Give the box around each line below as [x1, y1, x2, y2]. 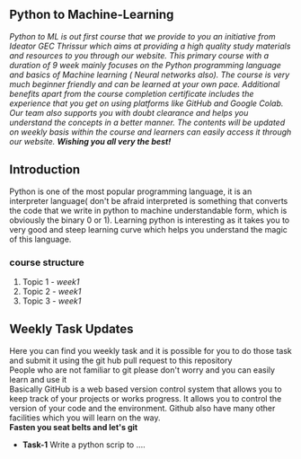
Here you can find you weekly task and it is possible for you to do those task [9, 345, 292, 356]
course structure [9, 256, 85, 269]
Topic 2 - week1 [22, 286, 82, 296]
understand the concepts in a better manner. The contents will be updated [9, 117, 286, 128]
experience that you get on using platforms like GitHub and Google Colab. [9, 98, 284, 109]
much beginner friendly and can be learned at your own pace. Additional [9, 78, 280, 89]
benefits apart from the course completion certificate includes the [9, 88, 254, 99]
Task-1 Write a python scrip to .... [22, 439, 146, 450]
